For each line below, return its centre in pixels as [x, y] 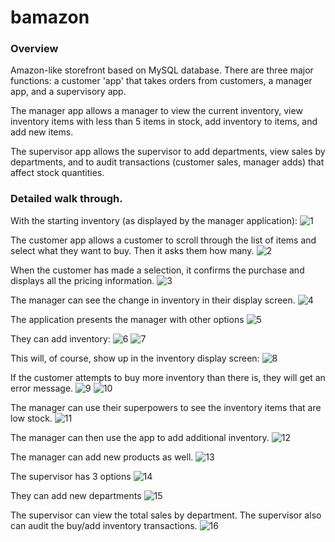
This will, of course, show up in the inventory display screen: [135, 358]
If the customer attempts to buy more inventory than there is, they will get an [168, 377]
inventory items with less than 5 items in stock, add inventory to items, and [164, 122]
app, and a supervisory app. [68, 92]
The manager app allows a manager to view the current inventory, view [156, 111]
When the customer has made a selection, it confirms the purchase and [157, 270]
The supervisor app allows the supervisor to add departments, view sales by [168, 152]
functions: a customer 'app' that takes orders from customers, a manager [161, 81]
